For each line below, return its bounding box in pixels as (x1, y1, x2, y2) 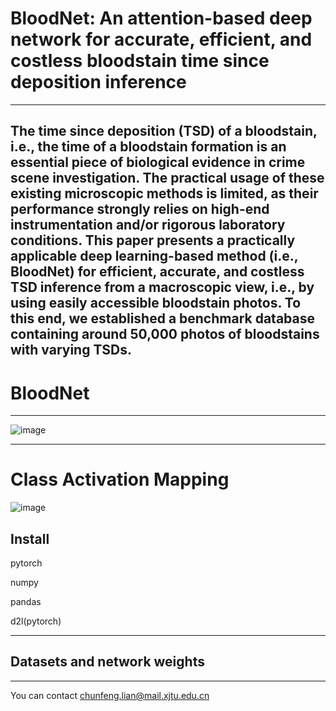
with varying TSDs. (10, 342, 133, 359)
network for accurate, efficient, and (10, 28, 313, 51)
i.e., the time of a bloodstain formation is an (10, 138, 287, 156)
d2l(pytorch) (10, 615, 62, 627)
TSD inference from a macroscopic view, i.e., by (10, 279, 315, 296)
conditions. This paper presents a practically (10, 232, 296, 249)
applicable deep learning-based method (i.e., (10, 248, 299, 265)
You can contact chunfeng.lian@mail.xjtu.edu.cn (10, 689, 210, 701)
